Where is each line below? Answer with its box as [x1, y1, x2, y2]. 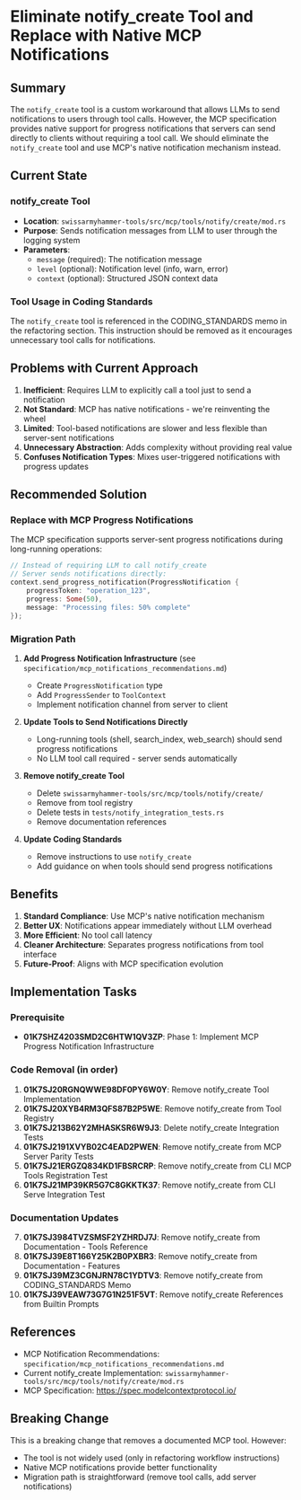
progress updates [22, 461, 89, 472]
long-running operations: [10, 543, 102, 554]
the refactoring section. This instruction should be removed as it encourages [10, 325, 293, 336]
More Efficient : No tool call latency [22, 930, 153, 940]
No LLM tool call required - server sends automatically [36, 753, 238, 763]
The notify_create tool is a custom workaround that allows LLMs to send [10, 104, 280, 114]
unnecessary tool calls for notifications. [10, 334, 156, 345]
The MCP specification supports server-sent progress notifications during [10, 534, 283, 545]
